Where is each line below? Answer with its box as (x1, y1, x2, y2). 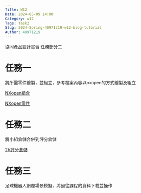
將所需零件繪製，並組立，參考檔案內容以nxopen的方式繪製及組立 (5, 79, 136, 85)
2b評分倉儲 (5, 147, 28, 153)
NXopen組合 (5, 90, 30, 96)
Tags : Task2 (5, 20, 29, 26)
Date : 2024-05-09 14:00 (5, 12, 54, 17)
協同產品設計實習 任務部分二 (5, 44, 62, 49)
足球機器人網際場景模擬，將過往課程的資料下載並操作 (5, 182, 113, 188)
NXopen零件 (5, 100, 30, 106)
